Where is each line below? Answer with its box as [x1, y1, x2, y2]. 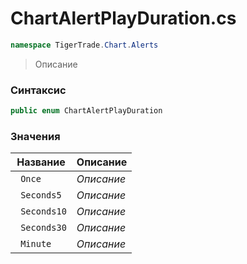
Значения [10, 129, 61, 143]
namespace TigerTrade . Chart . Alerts [10, 40, 159, 50]
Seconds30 [20, 222, 67, 234]
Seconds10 [20, 206, 67, 217]
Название [16, 155, 66, 169]
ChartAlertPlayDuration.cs [10, 7, 237, 30]
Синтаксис [10, 83, 67, 97]
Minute [20, 238, 52, 250]
